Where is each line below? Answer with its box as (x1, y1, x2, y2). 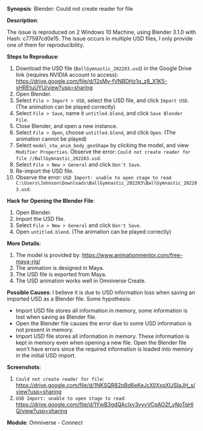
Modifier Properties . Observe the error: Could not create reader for (15, 148, 191, 155)
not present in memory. (15, 326, 74, 333)
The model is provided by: (15, 252, 81, 258)
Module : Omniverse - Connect (7, 419, 83, 426)
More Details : (7, 240, 41, 247)
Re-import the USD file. (15, 167, 74, 174)
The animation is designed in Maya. (15, 264, 105, 271)
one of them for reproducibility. (7, 42, 85, 48)
